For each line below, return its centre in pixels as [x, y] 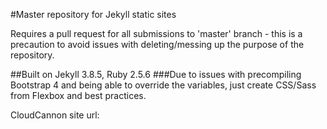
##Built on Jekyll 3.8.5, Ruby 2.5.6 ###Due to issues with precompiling [156, 74]
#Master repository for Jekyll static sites [93, 14]
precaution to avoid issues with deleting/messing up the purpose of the [157, 44]
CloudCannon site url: [55, 115]
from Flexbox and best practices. [78, 95]
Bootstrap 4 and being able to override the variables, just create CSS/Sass [163, 85]
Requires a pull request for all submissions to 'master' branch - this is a [156, 33]
